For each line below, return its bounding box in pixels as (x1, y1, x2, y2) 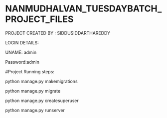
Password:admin (5, 59, 40, 65)
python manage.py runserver (5, 107, 65, 113)
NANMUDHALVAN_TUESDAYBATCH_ (5, 3, 162, 14)
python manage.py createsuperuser (5, 98, 79, 104)
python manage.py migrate (5, 88, 61, 94)
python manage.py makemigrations (5, 78, 78, 84)
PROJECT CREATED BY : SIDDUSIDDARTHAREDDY (5, 30, 111, 36)
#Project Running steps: (5, 68, 55, 75)
